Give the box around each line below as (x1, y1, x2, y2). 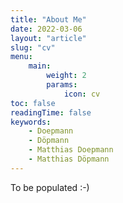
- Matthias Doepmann (28, 145, 114, 155)
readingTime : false (10, 107, 92, 118)
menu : (10, 52, 33, 62)
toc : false (10, 98, 56, 108)
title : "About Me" (10, 14, 87, 25)
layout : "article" (10, 33, 87, 43)
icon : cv (63, 89, 101, 99)
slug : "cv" (10, 42, 56, 53)
